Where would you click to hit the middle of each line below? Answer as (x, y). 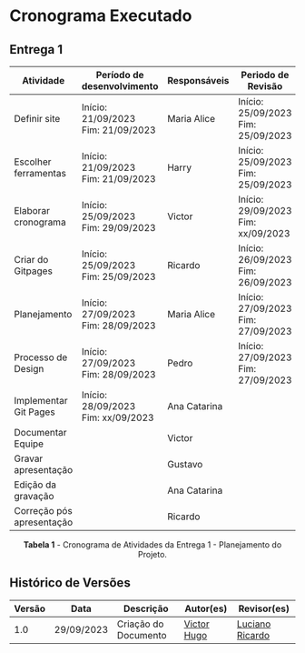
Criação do (140, 624)
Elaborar (32, 211)
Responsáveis (198, 80)
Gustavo (185, 464)
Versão (30, 608)
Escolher (33, 162)
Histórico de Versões (70, 583)
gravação (34, 496)
